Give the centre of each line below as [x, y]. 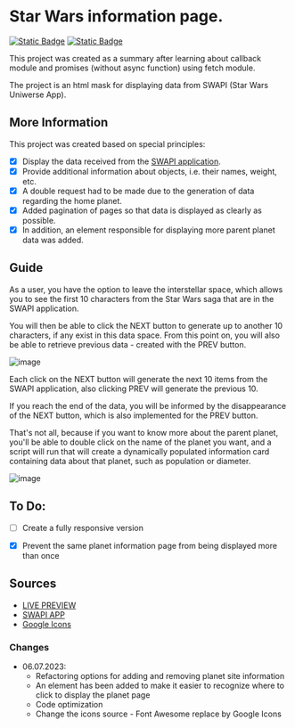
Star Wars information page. [116, 16]
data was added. [53, 240]
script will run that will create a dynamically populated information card [139, 451]
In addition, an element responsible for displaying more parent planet [149, 230]
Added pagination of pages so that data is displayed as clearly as [142, 210]
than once [41, 555]
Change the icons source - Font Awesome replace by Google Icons [159, 714]
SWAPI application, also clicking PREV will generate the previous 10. [134, 389]
